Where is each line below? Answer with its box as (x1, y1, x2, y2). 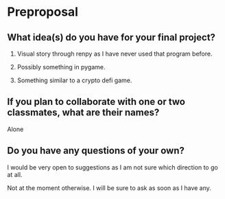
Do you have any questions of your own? (7, 145, 185, 156)
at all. (7, 170, 23, 178)
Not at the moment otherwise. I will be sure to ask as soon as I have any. (7, 183, 211, 192)
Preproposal (7, 4, 79, 20)
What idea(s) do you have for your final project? (7, 32, 216, 43)
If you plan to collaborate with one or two (7, 96, 185, 108)
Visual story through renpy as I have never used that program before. (16, 49, 213, 58)
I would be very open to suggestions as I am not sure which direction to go (7, 163, 218, 172)
